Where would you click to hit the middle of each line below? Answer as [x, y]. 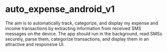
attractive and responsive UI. [35, 44]
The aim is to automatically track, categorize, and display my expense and [82, 23]
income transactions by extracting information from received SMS [73, 28]
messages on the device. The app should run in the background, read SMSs [84, 33]
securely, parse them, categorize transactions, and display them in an [77, 39]
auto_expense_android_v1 [60, 9]
